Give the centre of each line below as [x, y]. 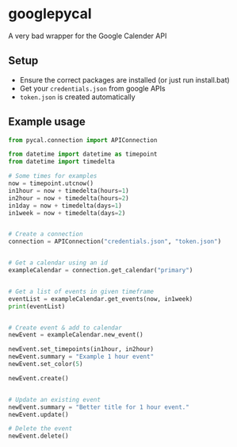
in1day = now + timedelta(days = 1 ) [65, 206]
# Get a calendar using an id [58, 263]
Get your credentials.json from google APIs [92, 88]
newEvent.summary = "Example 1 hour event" [81, 357]
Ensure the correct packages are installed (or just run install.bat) [124, 79]
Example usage [47, 122]
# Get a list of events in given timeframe [81, 291]
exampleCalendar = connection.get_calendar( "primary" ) [101, 271]
